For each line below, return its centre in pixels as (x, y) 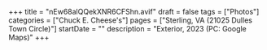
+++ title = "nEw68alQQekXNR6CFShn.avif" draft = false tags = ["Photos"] (134, 12)
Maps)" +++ (29, 37)
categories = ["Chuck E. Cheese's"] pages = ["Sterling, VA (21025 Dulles (130, 20)
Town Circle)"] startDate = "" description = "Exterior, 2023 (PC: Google (127, 29)
